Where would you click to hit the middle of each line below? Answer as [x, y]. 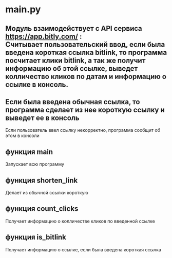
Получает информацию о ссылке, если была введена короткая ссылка [83, 249]
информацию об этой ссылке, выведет [72, 68]
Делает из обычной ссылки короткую [47, 193]
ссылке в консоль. [37, 84]
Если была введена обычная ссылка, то [73, 102]
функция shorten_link [42, 180]
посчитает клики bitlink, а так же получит [75, 60]
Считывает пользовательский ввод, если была [85, 44]
